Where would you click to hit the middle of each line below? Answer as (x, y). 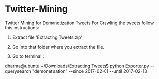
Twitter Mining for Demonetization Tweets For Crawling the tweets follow (79, 23)
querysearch (18, 71)
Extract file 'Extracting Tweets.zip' (47, 37)
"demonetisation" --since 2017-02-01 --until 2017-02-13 (89, 71)
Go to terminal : (28, 56)
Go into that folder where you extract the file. (58, 47)
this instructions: (22, 27)
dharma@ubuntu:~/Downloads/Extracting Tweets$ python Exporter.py (77, 66)
